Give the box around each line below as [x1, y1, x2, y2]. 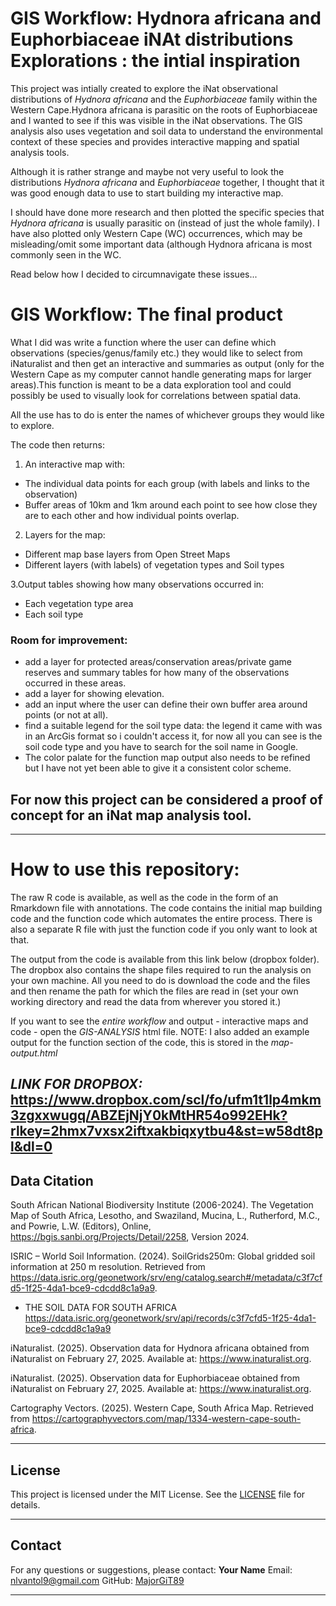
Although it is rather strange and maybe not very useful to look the [10, 165, 285, 177]
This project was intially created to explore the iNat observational [10, 82, 278, 94]
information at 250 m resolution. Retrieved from [10, 1261, 206, 1273]
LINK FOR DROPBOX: [10, 1076, 143, 1093]
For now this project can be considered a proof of [10, 791, 323, 808]
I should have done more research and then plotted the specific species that [10, 206, 325, 218]
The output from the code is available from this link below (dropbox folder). [10, 953, 320, 965]
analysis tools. [10, 146, 70, 158]
